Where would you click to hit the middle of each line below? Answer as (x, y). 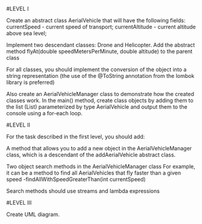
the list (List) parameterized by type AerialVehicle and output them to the (97, 107)
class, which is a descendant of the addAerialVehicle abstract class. (91, 155)
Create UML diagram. (33, 214)
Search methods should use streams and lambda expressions (83, 191)
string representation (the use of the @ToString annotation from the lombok (100, 76)
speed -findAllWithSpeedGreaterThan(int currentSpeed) (76, 179)
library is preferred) (31, 82)
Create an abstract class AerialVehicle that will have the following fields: (96, 20)
